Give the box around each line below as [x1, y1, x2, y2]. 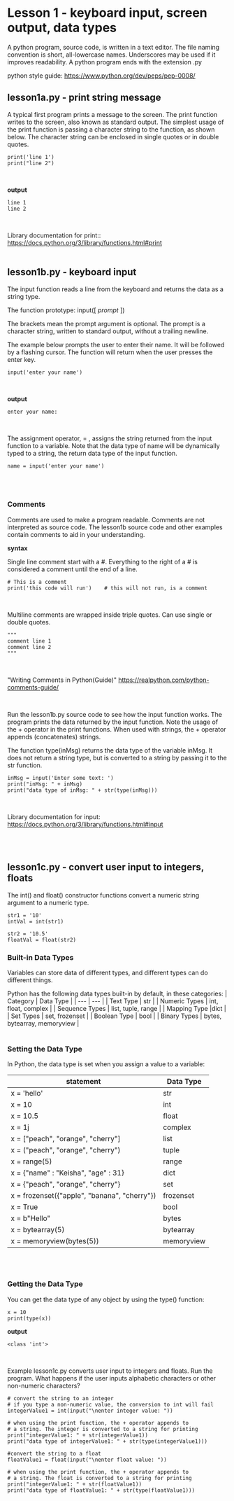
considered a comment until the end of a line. [7, 565, 138, 573]
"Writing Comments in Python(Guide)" [7, 676, 117, 684]
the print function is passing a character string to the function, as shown [7, 125, 215, 134]
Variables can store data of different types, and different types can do [7, 968, 208, 977]
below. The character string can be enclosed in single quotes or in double [7, 132, 219, 141]
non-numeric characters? [7, 1381, 80, 1390]
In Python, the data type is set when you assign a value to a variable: [7, 1060, 205, 1068]
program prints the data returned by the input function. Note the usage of [7, 718, 219, 726]
